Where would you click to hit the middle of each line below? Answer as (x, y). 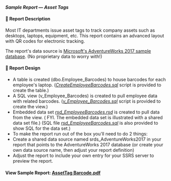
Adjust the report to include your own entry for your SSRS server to (83, 155)
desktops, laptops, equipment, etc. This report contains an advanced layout (85, 35)
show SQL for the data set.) (42, 128)
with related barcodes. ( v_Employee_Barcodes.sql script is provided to (87, 101)
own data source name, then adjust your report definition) (73, 150)
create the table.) (31, 90)
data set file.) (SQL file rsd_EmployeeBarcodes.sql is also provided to (85, 123)
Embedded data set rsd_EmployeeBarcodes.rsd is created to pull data (86, 112)
